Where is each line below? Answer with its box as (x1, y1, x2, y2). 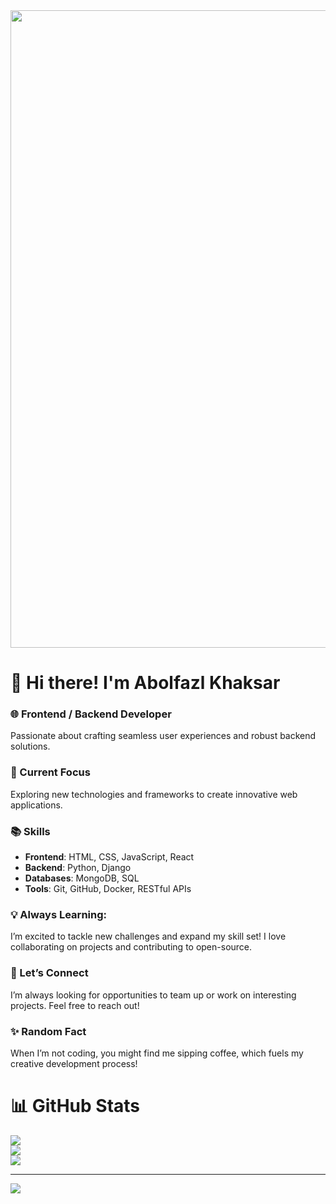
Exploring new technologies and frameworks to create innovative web (10, 788, 298, 800)
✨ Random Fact (10, 1024, 87, 1038)
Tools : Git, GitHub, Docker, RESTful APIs (24, 883, 192, 895)
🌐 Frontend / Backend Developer (10, 707, 172, 721)
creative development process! (10, 1057, 138, 1069)
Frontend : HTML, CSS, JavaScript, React (24, 851, 195, 863)
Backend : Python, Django (24, 862, 132, 874)
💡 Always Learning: (10, 908, 107, 921)
